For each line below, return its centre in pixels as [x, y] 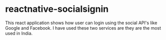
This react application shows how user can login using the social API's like [81, 23]
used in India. [19, 33]
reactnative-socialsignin [57, 9]
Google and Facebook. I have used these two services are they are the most [83, 28]
